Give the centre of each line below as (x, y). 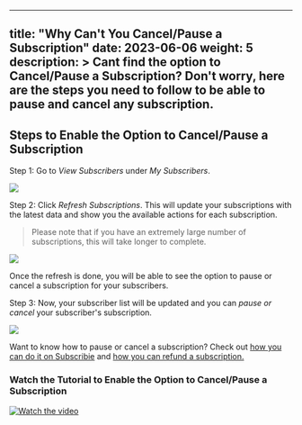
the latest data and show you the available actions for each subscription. (143, 215)
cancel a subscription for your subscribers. (89, 285)
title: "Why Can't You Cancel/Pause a (116, 34)
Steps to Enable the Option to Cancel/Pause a (139, 135)
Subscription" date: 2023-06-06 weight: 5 (131, 48)
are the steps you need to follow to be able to (138, 90)
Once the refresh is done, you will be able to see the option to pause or (141, 276)
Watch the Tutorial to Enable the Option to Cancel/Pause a (138, 380)
